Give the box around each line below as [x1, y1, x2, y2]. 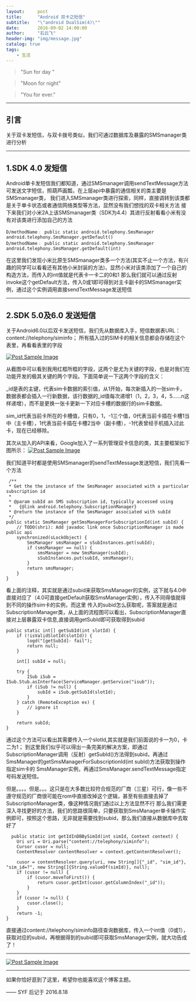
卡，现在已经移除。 [6, 427, 52, 434]
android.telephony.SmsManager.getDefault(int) [6, 246, 121, 252]
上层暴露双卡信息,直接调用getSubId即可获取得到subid [16, 616, 145, 623]
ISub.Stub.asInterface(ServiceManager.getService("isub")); [6, 679, 156, 685]
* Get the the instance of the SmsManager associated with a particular [8, 484, 190, 489]
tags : [6, 47, 19, 53]
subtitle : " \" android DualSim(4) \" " [6, 19, 100, 25]
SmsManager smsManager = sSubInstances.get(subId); [27, 540, 156, 546]
